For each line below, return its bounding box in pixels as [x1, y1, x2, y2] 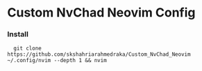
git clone [13, 45, 42, 52]
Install [7, 30, 29, 39]
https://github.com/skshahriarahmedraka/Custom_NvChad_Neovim [7, 51, 191, 58]
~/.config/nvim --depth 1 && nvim [7, 57, 108, 64]
